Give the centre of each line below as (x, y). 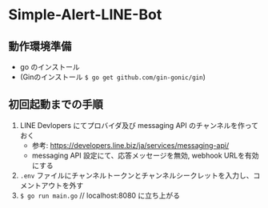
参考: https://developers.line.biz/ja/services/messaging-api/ (130, 145)
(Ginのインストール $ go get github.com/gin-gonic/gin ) (113, 77)
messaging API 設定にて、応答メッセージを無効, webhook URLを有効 (145, 155)
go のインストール (50, 67)
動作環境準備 (40, 46)
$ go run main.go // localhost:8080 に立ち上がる (100, 195)
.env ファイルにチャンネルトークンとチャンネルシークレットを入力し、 (136, 175)
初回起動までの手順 (56, 104)
